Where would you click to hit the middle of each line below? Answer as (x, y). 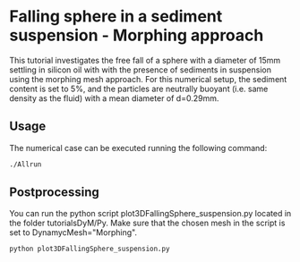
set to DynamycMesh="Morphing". (73, 232)
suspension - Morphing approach (137, 35)
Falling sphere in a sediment (116, 17)
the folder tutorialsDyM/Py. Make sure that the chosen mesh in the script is (147, 223)
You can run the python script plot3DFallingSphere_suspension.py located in (150, 214)
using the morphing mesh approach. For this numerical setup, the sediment (148, 79)
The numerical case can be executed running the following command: (138, 148)
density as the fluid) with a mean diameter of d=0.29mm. (114, 98)
